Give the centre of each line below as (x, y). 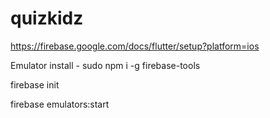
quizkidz (47, 18)
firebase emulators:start (60, 104)
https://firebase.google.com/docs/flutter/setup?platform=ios (135, 46)
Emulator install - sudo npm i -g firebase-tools (105, 65)
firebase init (35, 84)
